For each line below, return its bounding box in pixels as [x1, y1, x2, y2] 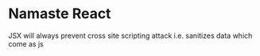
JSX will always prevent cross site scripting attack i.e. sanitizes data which [8, 31, 253, 40]
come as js [8, 39, 44, 48]
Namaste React [8, 5, 111, 23]
